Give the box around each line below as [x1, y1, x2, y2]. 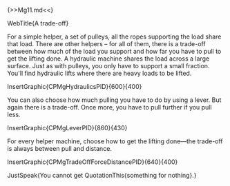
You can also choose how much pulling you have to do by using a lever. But [7, 96, 222, 104]
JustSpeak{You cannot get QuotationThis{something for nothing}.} [7, 172, 197, 179]
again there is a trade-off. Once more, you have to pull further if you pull [7, 103, 212, 111]
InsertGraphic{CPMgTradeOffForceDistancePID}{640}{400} [7, 158, 178, 166]
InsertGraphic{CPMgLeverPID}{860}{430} [7, 124, 128, 132]
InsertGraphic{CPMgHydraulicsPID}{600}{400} [7, 83, 142, 90]
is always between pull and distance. [7, 145, 113, 152]
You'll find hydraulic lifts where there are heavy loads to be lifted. [7, 69, 192, 77]
